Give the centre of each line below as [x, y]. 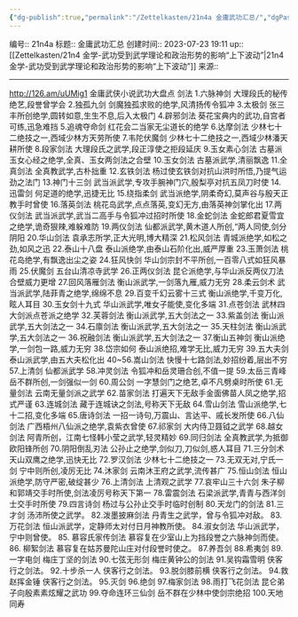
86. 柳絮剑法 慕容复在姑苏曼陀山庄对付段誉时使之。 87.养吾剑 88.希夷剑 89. [146, 548]
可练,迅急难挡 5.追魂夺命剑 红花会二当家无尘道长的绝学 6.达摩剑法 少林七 [142, 126]
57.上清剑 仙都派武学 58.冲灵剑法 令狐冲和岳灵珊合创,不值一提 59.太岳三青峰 [148, 370]
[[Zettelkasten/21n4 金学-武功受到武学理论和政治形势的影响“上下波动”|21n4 [147, 55]
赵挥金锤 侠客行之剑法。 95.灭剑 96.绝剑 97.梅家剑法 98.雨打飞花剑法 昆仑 [143, 581]
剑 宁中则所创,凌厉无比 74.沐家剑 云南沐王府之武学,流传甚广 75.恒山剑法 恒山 [149, 471]
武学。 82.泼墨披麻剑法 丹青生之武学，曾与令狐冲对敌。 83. [174, 515]
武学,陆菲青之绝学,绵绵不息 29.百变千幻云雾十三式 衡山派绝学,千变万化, [153, 293]
